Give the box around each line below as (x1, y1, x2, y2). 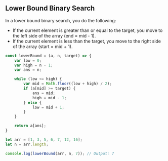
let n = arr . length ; (5, 142, 49, 147)
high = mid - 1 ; (32, 95, 67, 100)
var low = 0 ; (14, 58, 42, 63)
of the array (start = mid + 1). (12, 43, 73, 50)
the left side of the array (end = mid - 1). (12, 32, 96, 38)
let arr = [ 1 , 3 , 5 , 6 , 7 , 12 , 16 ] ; (5, 137, 82, 142)
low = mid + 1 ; (32, 105, 65, 110)
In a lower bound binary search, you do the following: (5, 17, 116, 23)
